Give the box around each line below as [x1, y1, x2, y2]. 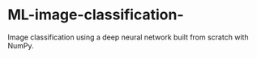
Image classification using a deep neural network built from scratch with [7, 32, 249, 42]
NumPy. [7, 40, 34, 50]
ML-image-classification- [7, 6, 184, 24]
